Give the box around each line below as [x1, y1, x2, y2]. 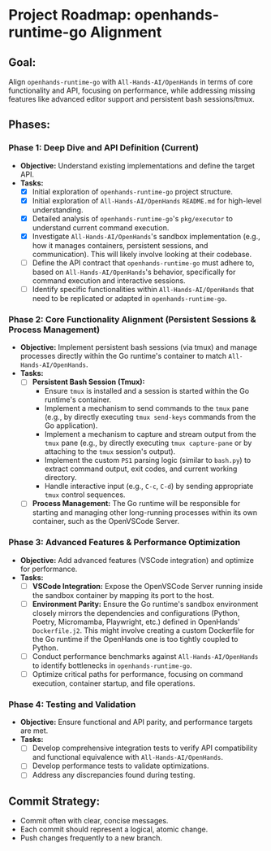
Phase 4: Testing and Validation [8, 698, 136, 709]
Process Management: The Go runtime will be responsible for [32, 499, 241, 508]
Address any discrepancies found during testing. [32, 770, 196, 780]
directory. [44, 473, 77, 482]
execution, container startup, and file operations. [32, 679, 196, 688]
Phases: [8, 118, 50, 132]
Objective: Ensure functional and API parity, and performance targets [19, 718, 253, 727]
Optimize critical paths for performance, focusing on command [32, 669, 243, 679]
